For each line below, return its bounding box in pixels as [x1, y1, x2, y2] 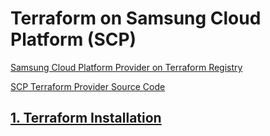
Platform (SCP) [10, 28, 137, 51]
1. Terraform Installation [10, 110, 162, 127]
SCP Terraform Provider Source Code [10, 80, 166, 92]
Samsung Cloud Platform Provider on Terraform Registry [10, 61, 243, 73]
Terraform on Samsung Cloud [10, 7, 262, 30]
